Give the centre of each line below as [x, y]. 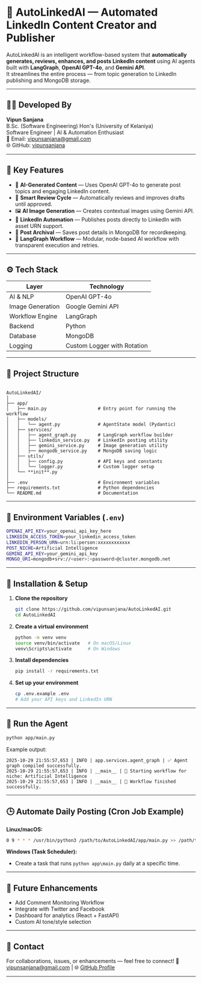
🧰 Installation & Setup [47, 584]
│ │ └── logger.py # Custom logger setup [80, 467]
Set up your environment [47, 683]
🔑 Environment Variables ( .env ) [66, 517]
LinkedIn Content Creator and [82, 25]
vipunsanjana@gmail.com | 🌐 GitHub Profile [61, 967]
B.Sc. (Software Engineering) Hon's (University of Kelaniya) [80, 126]
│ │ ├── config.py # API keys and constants [84, 462]
